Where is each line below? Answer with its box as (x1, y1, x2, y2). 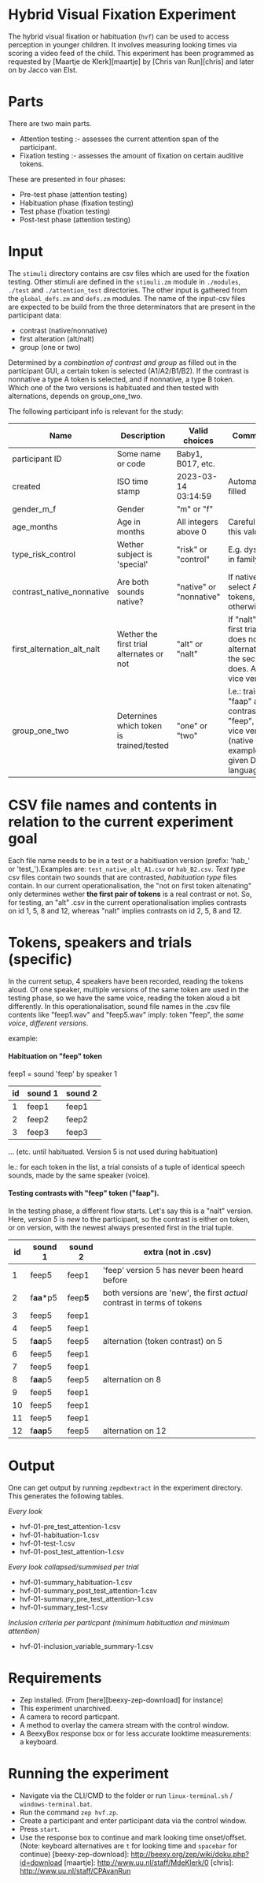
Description (120, 430, 166, 441)
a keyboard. (19, 1736, 59, 1747)
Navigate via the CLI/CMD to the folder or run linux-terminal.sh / (19, 1791, 233, 1800)
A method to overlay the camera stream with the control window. (19, 1720, 229, 1729)
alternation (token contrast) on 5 (102, 1336, 223, 1347)
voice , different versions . (8, 1018, 89, 1028)
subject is (116, 549, 153, 560)
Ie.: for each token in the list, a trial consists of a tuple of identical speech (8, 1162, 245, 1171)
